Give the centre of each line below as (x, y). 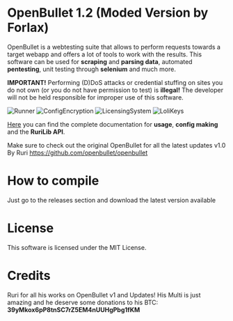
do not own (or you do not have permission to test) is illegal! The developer (115, 90)
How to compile (53, 181)
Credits (29, 276)
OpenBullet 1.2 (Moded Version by (108, 13)
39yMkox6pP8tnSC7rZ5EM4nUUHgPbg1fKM (74, 310)
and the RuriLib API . (36, 132)
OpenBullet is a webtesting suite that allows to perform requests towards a (114, 47)
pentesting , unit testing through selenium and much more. (91, 69)
